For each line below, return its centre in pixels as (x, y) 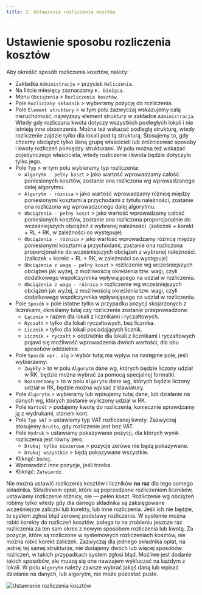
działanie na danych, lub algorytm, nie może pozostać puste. (82, 574)
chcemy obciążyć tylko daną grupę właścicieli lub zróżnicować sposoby (106, 142)
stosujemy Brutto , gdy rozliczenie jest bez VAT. (75, 426)
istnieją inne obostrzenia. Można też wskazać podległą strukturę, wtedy (105, 129)
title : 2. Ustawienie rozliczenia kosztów (61, 12)
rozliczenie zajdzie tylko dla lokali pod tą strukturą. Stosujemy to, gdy (102, 135)
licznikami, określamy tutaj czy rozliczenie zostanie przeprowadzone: (102, 310)
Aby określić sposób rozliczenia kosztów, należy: (68, 72)
